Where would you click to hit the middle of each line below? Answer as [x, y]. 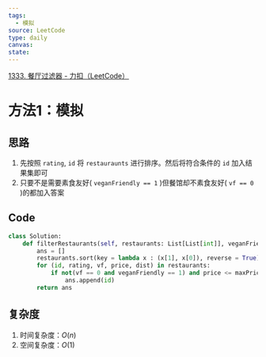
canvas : [21, 45]
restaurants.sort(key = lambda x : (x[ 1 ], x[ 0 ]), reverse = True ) [148, 258]
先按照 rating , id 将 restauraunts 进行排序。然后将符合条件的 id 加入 [132, 163]
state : [19, 52]
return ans [55, 287]
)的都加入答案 [42, 192]
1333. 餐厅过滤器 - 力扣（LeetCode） [68, 76]
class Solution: [35, 236]
